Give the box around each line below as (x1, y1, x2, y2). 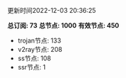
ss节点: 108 (17, 54, 51, 62)
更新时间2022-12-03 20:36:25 (7, 6, 96, 14)
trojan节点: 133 (17, 36, 62, 45)
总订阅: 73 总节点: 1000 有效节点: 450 (7, 21, 120, 30)
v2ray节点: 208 (17, 45, 63, 53)
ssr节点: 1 (17, 63, 46, 71)
